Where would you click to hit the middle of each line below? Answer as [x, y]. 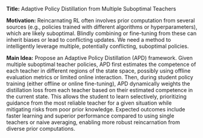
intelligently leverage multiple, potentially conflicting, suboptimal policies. [98, 46]
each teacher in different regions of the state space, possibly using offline [98, 71]
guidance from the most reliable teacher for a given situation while [89, 103]
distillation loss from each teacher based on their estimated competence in [100, 90]
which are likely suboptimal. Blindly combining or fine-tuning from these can [101, 33]
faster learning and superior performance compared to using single [90, 116]
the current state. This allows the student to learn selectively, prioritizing [96, 97]
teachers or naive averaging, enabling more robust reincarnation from [93, 122]
